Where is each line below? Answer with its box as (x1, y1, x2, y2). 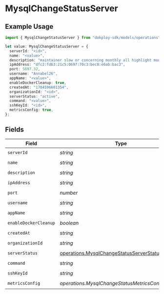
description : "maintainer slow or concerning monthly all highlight (9, 58, 152, 62)
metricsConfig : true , (9, 108, 54, 113)
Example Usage (5, 22, 54, 31)
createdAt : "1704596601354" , (9, 85, 69, 90)
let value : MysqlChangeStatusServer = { (5, 44, 89, 49)
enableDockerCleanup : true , (9, 80, 67, 85)
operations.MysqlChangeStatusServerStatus (60, 250, 162, 256)
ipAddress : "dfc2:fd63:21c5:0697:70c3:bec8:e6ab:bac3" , (9, 62, 125, 67)
